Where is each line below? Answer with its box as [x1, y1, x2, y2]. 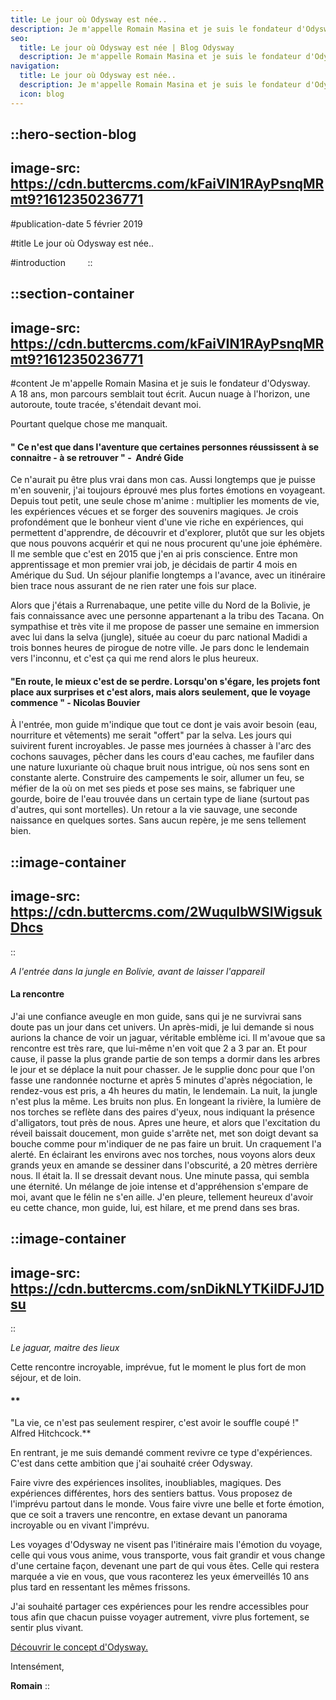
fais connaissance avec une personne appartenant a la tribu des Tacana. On [10, 610, 325, 622]
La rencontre [10, 988, 65, 1000]
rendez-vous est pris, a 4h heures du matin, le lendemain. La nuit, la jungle [10, 1084, 318, 1096]
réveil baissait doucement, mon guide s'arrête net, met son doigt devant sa [10, 1127, 319, 1139]
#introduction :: [10, 256, 93, 268]
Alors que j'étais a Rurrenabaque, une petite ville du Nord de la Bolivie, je [10, 599, 311, 611]
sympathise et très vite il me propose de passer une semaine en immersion [10, 621, 320, 633]
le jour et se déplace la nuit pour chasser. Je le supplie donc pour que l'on [10, 1063, 316, 1075]
